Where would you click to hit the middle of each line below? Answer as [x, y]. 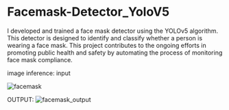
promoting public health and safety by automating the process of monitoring [115, 53]
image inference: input [39, 73]
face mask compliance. [40, 59]
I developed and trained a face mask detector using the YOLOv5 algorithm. [112, 31]
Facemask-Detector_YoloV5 [88, 12]
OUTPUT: [21, 99]
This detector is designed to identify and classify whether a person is [105, 38]
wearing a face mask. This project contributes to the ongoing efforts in [107, 45]
